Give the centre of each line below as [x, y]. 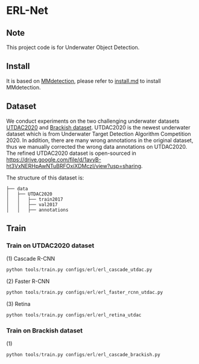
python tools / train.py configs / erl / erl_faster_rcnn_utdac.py [85, 293]
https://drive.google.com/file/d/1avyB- [54, 159]
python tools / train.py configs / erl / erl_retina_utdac [74, 315]
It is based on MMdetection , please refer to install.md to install [84, 81]
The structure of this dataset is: [45, 177]
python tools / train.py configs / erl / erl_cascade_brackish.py [84, 355]
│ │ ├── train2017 [35, 199]
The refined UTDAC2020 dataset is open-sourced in [71, 153]
